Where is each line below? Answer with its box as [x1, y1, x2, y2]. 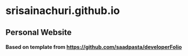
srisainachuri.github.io [5, 4, 120, 17]
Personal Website [5, 27, 72, 37]
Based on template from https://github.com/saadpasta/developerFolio [5, 44, 182, 51]
